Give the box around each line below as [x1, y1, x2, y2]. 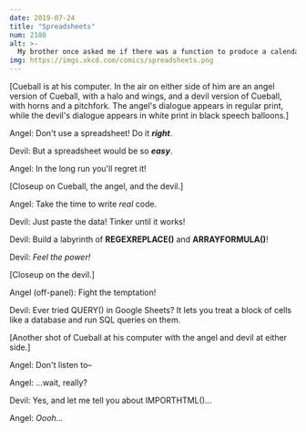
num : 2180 [9, 30, 47, 39]
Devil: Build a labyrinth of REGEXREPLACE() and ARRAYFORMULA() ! [9, 234, 269, 245]
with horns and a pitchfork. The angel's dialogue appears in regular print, [9, 100, 284, 111]
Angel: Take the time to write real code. [9, 198, 158, 209]
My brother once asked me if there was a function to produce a [17, 47, 267, 57]
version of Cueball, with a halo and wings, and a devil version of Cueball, [9, 90, 282, 101]
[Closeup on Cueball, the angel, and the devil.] [9, 181, 184, 192]
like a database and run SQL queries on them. [9, 314, 181, 325]
